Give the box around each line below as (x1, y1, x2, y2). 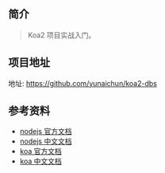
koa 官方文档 (19, 147, 62, 156)
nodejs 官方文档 (19, 127, 72, 136)
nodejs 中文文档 (19, 136, 72, 146)
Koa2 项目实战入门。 (27, 30, 96, 40)
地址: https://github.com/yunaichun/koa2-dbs (8, 78, 157, 88)
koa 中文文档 (19, 156, 62, 166)
